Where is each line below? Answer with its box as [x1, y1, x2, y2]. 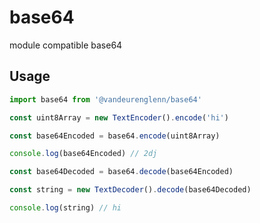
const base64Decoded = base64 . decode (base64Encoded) [9, 167, 234, 177]
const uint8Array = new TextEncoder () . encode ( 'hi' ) [9, 112, 229, 123]
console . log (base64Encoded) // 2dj [9, 149, 158, 159]
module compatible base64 [9, 39, 123, 51]
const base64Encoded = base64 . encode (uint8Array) [9, 131, 221, 141]
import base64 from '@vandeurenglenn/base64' [9, 94, 202, 105]
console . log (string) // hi [9, 203, 122, 213]
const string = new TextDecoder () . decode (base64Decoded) [9, 185, 252, 195]
